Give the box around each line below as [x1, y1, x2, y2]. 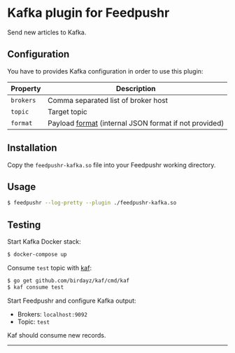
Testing [7, 219, 41, 230]
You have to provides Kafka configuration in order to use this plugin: [7, 67, 204, 75]
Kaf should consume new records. [7, 331, 106, 339]
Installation [7, 142, 57, 154]
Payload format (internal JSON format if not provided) [48, 118, 225, 127]
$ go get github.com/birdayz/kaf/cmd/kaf [7, 277, 130, 284]
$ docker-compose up [7, 251, 68, 258]
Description [115, 83, 156, 93]
